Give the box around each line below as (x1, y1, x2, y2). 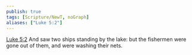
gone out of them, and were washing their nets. (6, 42, 123, 49)
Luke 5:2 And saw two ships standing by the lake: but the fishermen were (6, 36, 187, 43)
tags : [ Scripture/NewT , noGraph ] (6, 14, 89, 20)
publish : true (6, 8, 42, 15)
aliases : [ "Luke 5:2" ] (6, 20, 63, 25)
